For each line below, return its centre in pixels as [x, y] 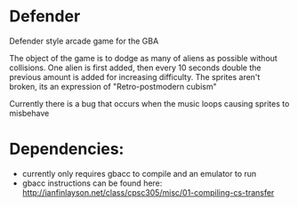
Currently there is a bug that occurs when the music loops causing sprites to [149, 103]
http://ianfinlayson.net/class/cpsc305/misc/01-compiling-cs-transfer [148, 192]
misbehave [29, 113]
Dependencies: [67, 149]
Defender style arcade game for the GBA [84, 41]
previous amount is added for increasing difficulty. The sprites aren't [135, 76]
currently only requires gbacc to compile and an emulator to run [139, 173]
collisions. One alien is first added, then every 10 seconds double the [135, 68]
